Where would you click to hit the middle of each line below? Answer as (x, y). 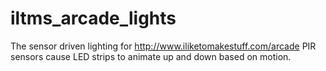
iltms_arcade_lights (93, 18)
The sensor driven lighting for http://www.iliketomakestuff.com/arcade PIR (163, 46)
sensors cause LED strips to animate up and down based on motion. (151, 56)
